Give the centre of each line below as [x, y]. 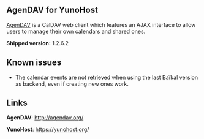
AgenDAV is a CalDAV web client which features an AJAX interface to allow [101, 24]
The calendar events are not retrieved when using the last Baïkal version [106, 77]
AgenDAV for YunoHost [52, 10]
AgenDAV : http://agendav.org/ [45, 118]
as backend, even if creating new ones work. [72, 84]
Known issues [34, 63]
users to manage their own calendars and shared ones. [76, 31]
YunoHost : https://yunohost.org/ [48, 130]
